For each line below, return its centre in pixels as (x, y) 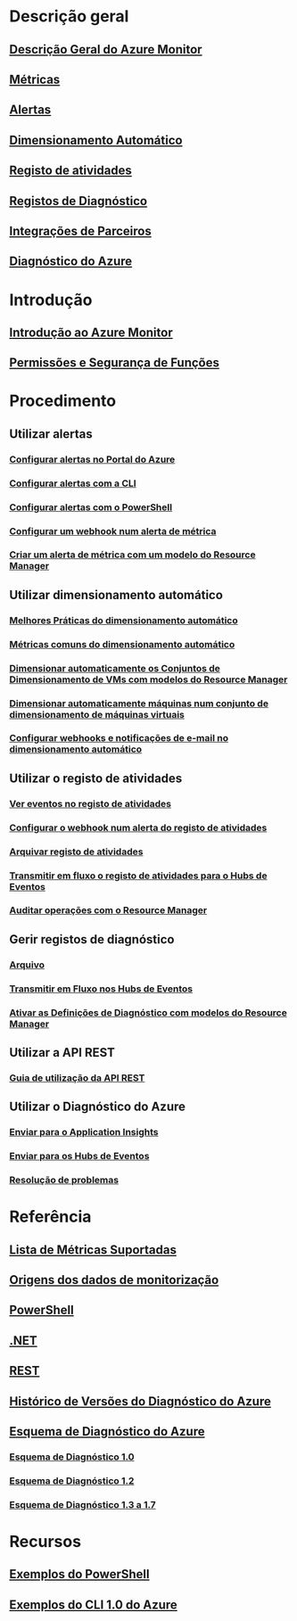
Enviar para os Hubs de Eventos (79, 1156)
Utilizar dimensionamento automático (116, 595)
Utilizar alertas (51, 434)
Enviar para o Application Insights (84, 1132)
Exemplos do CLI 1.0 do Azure (94, 1605)
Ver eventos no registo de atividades (91, 803)
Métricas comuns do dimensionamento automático (122, 644)
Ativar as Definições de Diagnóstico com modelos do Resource (148, 1012)
